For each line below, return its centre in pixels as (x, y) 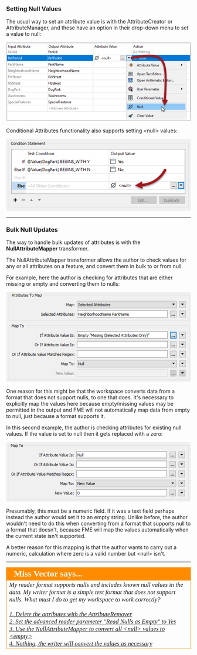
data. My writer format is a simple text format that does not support (92, 592)
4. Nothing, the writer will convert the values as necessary (81, 644)
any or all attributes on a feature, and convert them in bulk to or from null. (94, 266)
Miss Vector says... (48, 573)
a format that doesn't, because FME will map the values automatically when (97, 529)
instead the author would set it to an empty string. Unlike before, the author (97, 517)
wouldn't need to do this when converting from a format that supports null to (98, 523)
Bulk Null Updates (32, 230)
